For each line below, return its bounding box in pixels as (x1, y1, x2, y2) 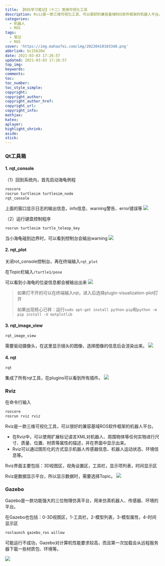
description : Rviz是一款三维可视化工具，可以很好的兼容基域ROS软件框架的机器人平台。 (5, 12, 163, 17)
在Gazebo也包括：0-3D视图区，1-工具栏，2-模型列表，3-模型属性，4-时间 (5, 514, 157, 520)
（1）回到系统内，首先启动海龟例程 (5, 177, 76, 183)
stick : (5, 136, 19, 141)
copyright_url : (5, 104, 36, 108)
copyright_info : (5, 108, 38, 113)
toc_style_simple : (5, 85, 43, 90)
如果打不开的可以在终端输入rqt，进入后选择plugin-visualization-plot (17, 289, 154, 296)
